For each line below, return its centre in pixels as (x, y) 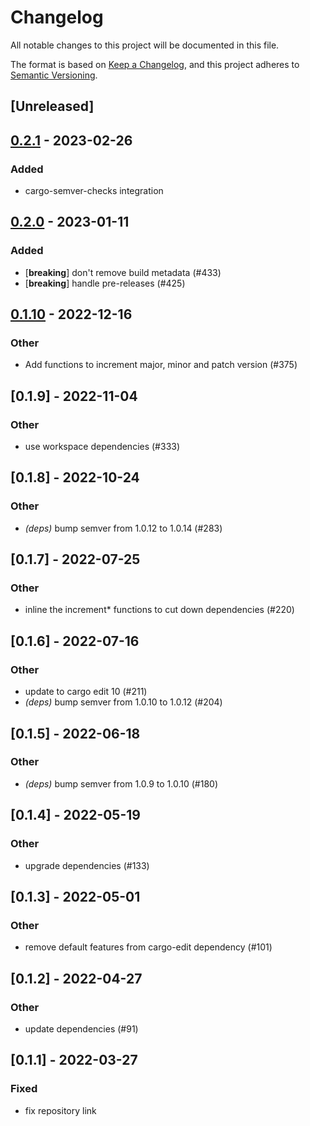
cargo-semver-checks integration (94, 191)
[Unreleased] (52, 106)
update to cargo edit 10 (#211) (86, 692)
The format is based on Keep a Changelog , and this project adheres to (155, 64)
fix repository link (60, 1110)
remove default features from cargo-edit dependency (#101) (148, 947)
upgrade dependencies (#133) (87, 865)
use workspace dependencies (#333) (102, 447)
